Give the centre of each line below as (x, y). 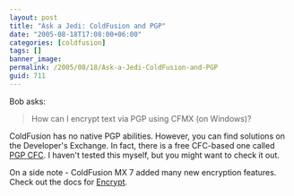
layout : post (34, 17)
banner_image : (36, 59)
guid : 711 (28, 76)
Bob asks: (28, 101)
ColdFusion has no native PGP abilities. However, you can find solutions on (147, 136)
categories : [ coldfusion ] (57, 43)
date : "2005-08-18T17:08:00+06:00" (76, 34)
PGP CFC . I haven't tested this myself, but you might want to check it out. (144, 155)
